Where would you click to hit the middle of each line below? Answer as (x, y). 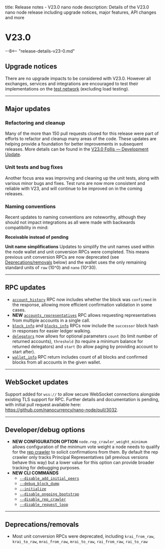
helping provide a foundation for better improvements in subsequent (74, 144)
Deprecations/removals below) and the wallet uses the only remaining (76, 262)
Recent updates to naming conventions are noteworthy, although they (76, 217)
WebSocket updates (37, 382)
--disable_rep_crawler (43, 500)
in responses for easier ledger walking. (52, 331)
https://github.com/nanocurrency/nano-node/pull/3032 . (62, 410)
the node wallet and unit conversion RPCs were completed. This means (77, 252)
